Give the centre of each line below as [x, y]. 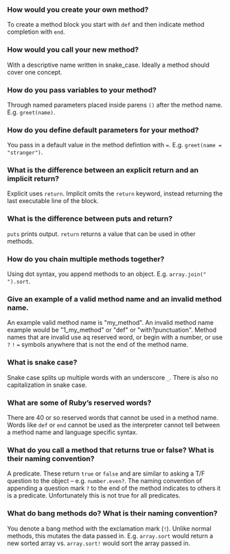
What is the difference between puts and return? [90, 219]
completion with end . [36, 32]
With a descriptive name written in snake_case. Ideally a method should [108, 65]
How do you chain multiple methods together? [86, 259]
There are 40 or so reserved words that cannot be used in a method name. [113, 417]
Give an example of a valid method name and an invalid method [114, 299]
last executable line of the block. [53, 201]
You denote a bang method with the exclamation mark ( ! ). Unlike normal [109, 529]
